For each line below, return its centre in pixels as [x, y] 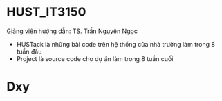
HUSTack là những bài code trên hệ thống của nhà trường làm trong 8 [116, 44]
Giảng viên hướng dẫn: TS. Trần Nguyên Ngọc [72, 31]
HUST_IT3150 [46, 12]
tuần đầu [29, 52]
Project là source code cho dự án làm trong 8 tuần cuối [95, 58]
